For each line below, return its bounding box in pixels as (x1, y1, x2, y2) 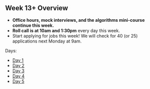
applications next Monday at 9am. (12, 38, 82, 44)
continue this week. (12, 22, 54, 28)
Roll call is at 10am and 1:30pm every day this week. (12, 27, 120, 34)
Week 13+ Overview (5, 4, 68, 12)
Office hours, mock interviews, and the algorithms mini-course (12, 17, 145, 23)
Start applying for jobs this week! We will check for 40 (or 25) (12, 33, 138, 39)
